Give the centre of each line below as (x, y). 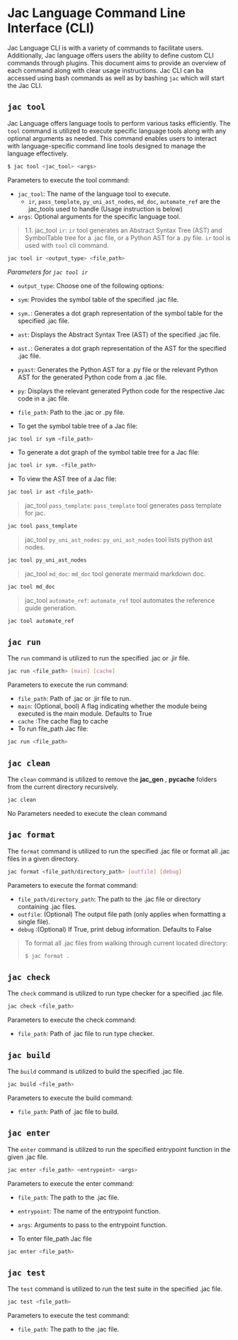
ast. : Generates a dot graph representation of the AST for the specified (122, 348)
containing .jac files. (47, 906)
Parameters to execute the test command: (68, 1316)
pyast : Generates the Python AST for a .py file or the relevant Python (118, 369)
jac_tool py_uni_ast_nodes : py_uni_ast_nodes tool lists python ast (119, 540)
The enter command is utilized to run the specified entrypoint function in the (119, 1149)
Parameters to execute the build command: (70, 1098)
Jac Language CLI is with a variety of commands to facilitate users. (106, 48)
